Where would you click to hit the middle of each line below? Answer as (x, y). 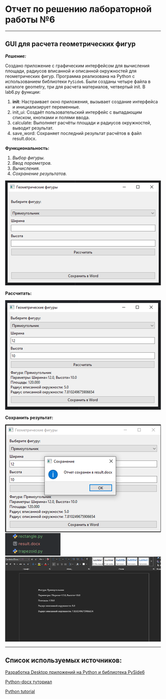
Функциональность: (27, 148)
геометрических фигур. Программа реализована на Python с (70, 76)
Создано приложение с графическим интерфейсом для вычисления (77, 65)
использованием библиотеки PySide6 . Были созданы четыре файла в (78, 81)
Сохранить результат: (29, 417)
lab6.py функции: (23, 92)
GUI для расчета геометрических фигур (70, 44)
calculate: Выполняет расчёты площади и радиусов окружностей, (82, 123)
